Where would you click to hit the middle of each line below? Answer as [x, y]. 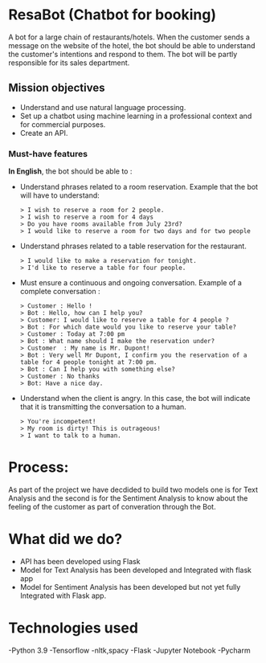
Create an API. [44, 133]
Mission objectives [57, 88]
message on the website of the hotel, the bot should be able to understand [132, 45]
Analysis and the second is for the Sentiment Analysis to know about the [128, 498]
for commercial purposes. [63, 124]
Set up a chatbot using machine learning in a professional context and [136, 116]
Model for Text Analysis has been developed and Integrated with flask [135, 570]
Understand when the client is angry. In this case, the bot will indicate [135, 399]
